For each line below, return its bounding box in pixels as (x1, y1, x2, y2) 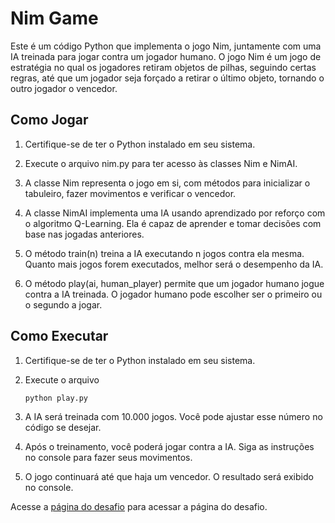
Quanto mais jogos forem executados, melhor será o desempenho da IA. (24, 258, 324, 270)
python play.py (24, 393, 89, 403)
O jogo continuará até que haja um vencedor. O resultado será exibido (24, 470, 314, 482)
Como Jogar (10, 112, 89, 129)
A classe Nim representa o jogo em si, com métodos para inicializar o (24, 177, 311, 189)
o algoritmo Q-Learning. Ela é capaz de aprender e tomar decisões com (24, 217, 322, 229)
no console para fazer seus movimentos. (24, 451, 193, 463)
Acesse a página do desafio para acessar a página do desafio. (10, 500, 268, 512)
